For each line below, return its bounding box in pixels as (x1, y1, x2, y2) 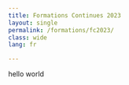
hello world (8, 69, 45, 79)
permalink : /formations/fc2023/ (8, 26, 114, 34)
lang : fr (8, 41, 37, 49)
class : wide (8, 33, 47, 42)
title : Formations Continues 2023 (8, 11, 122, 20)
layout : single (8, 19, 58, 27)
